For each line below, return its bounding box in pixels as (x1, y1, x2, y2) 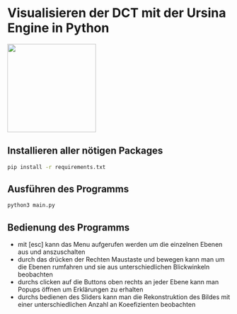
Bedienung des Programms (7, 221, 130, 233)
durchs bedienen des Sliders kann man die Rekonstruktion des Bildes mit (17, 293, 231, 301)
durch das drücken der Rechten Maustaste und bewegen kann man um (17, 255, 225, 264)
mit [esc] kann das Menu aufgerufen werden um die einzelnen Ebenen (17, 240, 223, 249)
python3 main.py (7, 202, 55, 209)
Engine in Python (7, 20, 110, 36)
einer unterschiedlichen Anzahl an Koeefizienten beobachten (17, 301, 196, 309)
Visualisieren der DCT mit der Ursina (7, 5, 226, 21)
